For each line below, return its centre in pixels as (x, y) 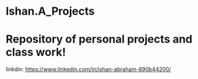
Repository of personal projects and (99, 39)
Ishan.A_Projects (50, 11)
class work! (36, 52)
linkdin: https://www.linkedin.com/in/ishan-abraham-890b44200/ (88, 69)
